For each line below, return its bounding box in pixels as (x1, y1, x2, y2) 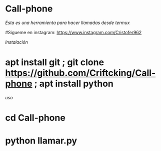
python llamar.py (5, 135, 77, 146)
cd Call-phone (5, 112, 66, 123)
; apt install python (34, 78, 114, 89)
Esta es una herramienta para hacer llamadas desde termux (5, 20, 130, 26)
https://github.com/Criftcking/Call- (5, 67, 156, 79)
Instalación (5, 39, 28, 45)
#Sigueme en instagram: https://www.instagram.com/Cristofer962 (5, 29, 142, 35)
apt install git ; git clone (5, 57, 104, 68)
